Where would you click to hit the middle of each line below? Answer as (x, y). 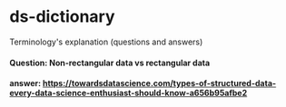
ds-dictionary (62, 17)
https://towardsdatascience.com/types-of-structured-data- (159, 83)
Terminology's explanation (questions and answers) (106, 42)
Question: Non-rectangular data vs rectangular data (110, 63)
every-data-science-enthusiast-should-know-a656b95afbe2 (128, 93)
